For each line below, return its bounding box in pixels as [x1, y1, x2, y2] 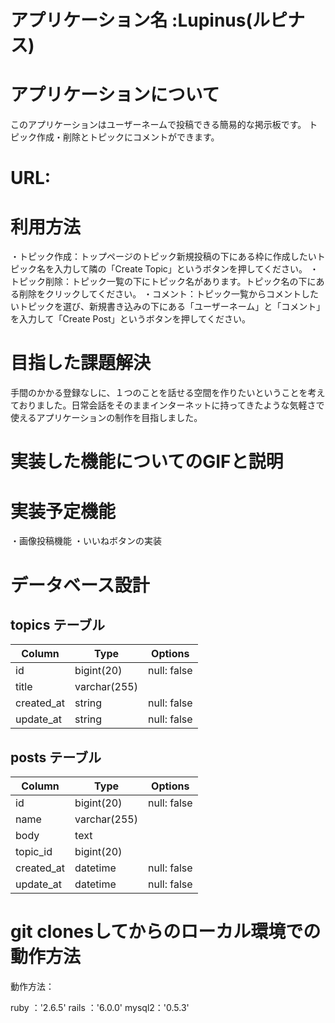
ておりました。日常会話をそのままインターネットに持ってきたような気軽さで [10, 399, 325, 411]
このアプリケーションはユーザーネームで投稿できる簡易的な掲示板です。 [10, 119, 307, 131]
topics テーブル [10, 616, 106, 633]
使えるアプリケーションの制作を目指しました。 [10, 412, 203, 424]
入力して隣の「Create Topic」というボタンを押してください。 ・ [53, 263, 319, 275]
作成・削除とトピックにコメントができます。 [36, 131, 220, 143]
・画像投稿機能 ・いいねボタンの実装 [10, 535, 162, 547]
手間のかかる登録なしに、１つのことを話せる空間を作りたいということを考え [10, 387, 326, 399]
